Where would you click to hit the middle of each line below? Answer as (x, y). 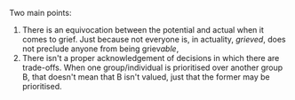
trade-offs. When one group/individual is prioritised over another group (152, 67)
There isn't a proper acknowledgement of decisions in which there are (151, 58)
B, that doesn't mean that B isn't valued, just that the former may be (146, 77)
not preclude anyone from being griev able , (100, 49)
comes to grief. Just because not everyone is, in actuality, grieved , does (154, 39)
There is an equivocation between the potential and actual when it (143, 30)
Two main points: (40, 13)
